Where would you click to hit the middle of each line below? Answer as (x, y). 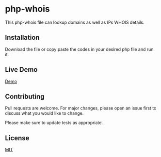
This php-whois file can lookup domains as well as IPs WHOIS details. (75, 22)
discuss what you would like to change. (44, 113)
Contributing (25, 96)
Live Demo (21, 70)
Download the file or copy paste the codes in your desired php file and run (79, 49)
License (17, 138)
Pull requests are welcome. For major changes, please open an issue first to (81, 108)
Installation (22, 38)
